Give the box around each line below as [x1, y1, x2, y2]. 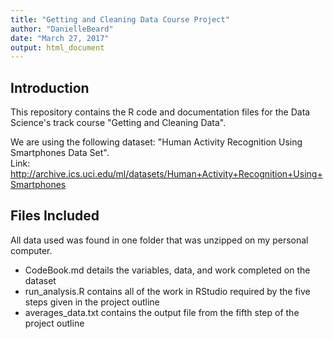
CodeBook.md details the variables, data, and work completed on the [24, 264, 311, 276]
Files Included [10, 207, 100, 225]
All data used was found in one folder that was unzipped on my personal [10, 234, 309, 246]
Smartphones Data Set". [10, 147, 110, 159]
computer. [10, 244, 53, 256]
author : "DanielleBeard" [10, 24, 114, 34]
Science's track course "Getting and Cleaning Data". [10, 117, 227, 129]
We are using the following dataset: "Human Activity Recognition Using [10, 136, 303, 148]
